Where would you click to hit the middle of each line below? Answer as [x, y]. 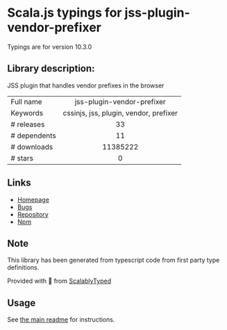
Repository [33, 214]
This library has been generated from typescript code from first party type [113, 260]
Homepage [33, 199]
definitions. [23, 267]
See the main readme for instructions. [61, 320]
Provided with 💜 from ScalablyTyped [59, 281]
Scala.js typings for [65, 13]
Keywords [27, 113]
